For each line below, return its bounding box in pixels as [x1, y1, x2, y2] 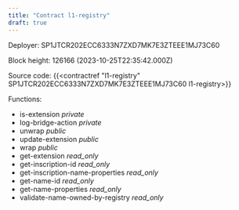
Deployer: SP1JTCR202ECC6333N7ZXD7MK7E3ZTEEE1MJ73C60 [8, 40, 220, 49]
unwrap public [19, 126, 67, 136]
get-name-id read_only [19, 176, 94, 185]
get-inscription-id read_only [19, 159, 110, 168]
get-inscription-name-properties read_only [19, 168, 159, 177]
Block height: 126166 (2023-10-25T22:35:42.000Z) [8, 56, 173, 65]
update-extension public [19, 134, 100, 143]
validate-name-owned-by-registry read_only [19, 193, 164, 202]
